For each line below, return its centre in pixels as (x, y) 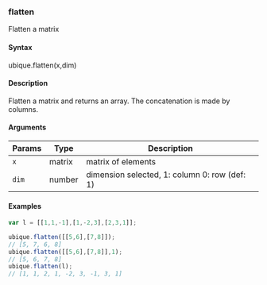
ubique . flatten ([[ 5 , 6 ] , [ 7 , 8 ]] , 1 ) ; (66, 252)
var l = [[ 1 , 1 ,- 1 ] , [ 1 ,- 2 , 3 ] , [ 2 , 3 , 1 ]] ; (73, 223)
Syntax (20, 47)
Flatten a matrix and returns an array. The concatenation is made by (119, 101)
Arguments (27, 127)
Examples (25, 206)
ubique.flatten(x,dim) (43, 65)
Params (27, 148)
